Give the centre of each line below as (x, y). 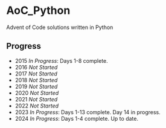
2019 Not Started (36, 86)
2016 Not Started (36, 67)
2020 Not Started (37, 93)
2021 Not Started (36, 99)
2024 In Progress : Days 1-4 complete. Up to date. (77, 118)
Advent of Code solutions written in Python (60, 27)
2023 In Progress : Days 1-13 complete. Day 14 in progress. (88, 112)
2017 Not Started (36, 74)
